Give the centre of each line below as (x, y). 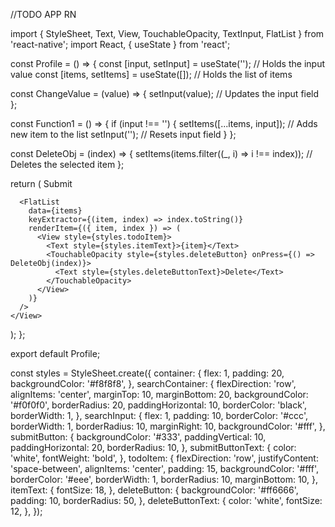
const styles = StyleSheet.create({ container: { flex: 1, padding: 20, (147, 373)
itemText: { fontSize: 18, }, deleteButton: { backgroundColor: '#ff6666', (154, 490)
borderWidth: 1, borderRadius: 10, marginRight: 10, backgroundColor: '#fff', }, (168, 426)
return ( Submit (41, 183)
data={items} (55, 211)
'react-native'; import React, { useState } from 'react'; (120, 44)
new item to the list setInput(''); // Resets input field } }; (123, 134)
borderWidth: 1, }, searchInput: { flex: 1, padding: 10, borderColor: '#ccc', (159, 415)
